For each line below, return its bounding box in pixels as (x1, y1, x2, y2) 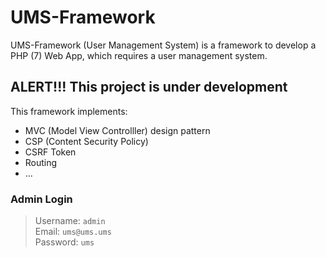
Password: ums (34, 236, 95, 248)
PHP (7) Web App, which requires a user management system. (10, 49, 268, 61)
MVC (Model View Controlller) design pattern (24, 124, 211, 136)
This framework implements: (10, 105, 128, 117)
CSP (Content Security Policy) (24, 135, 149, 147)
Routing (24, 156, 58, 168)
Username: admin (34, 215, 106, 227)
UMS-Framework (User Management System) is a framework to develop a (10, 39, 317, 51)
